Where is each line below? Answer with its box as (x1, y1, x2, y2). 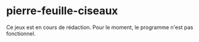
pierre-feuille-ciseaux (6, 4, 118, 18)
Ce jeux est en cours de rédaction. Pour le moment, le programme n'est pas (6, 24, 194, 31)
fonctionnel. (6, 30, 36, 37)
